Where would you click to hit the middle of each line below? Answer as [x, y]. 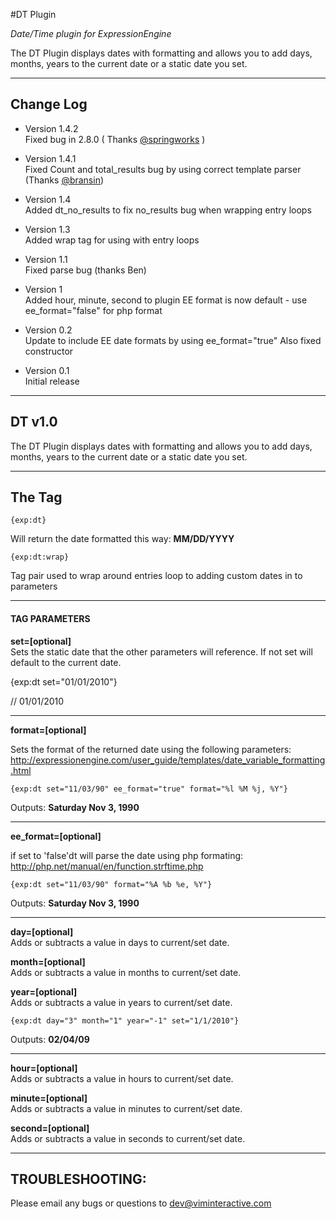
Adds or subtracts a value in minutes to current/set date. [126, 1108]
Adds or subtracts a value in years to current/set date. [121, 1002]
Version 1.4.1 [50, 158]
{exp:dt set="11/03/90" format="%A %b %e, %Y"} [111, 884]
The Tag [36, 497]
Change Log [49, 104]
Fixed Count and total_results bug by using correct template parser [163, 169]
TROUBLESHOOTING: [78, 1179]
